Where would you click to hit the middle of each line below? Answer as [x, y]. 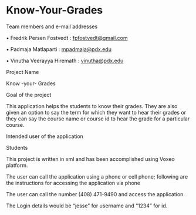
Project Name [23, 72]
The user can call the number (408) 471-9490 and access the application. [95, 194]
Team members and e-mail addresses [52, 26]
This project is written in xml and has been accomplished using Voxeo [90, 159]
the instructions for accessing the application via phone [73, 183]
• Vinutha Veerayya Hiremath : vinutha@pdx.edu [65, 61]
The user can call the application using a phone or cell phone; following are [97, 176]
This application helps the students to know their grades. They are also [92, 106]
